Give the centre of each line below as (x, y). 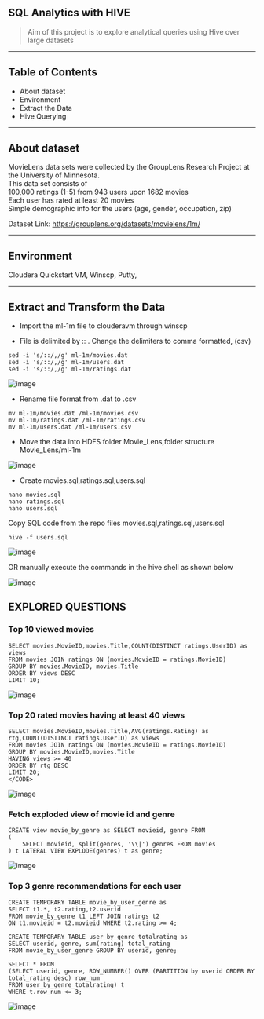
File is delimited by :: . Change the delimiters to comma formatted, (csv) (135, 341)
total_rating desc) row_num (54, 978)
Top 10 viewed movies (51, 630)
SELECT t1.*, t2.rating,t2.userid (65, 909)
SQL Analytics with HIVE (70, 13)
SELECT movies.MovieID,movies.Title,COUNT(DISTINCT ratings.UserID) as (128, 646)
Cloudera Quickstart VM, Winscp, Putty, (73, 275)
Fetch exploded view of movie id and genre (92, 814)
